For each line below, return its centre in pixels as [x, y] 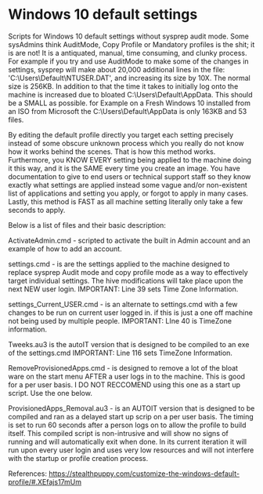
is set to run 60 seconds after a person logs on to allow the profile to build [127, 425]
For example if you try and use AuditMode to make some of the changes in [128, 61]
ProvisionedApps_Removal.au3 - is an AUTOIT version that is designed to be [131, 408]
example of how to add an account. [65, 248]
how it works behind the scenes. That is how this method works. [112, 152]
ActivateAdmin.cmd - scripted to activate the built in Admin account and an [129, 240]
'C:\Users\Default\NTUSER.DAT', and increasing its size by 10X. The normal [129, 78]
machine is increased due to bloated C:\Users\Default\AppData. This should [130, 94]
